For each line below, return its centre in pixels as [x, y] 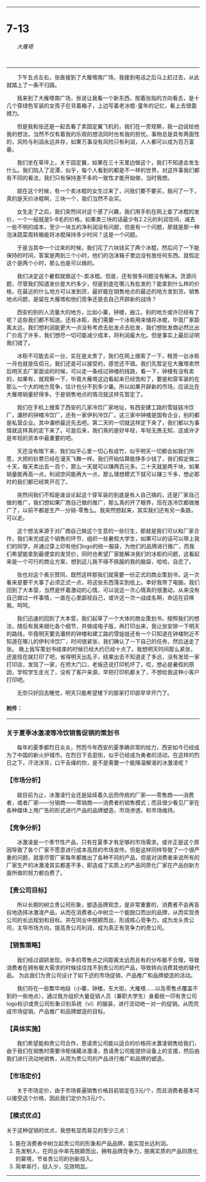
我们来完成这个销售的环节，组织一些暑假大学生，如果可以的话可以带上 [105, 539]
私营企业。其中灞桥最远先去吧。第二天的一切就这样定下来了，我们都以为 [103, 422]
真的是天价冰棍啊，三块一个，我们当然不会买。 [65, 198]
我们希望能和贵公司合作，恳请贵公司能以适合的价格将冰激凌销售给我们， [108, 1043]
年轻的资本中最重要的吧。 [44, 438]
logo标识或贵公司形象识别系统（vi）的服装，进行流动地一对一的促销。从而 [100, 1003]
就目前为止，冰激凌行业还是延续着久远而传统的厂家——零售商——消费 [105, 795]
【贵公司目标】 [29, 890]
